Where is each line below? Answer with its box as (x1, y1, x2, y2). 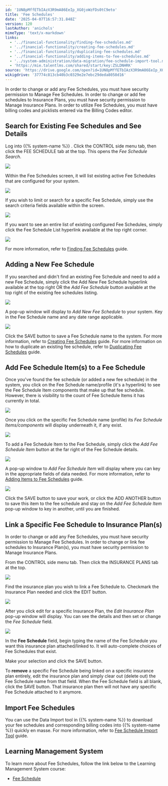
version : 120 (5, 21, 32, 26)
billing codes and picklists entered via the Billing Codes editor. (5, 107, 133, 113)
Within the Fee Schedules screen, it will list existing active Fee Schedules (5, 172, 156, 178)
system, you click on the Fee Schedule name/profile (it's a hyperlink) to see (5, 382, 160, 388)
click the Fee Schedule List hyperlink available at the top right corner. (5, 226, 147, 232)
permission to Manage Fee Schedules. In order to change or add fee (5, 91, 146, 97)
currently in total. (5, 398, 40, 404)
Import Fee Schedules (5, 703, 75, 712)
